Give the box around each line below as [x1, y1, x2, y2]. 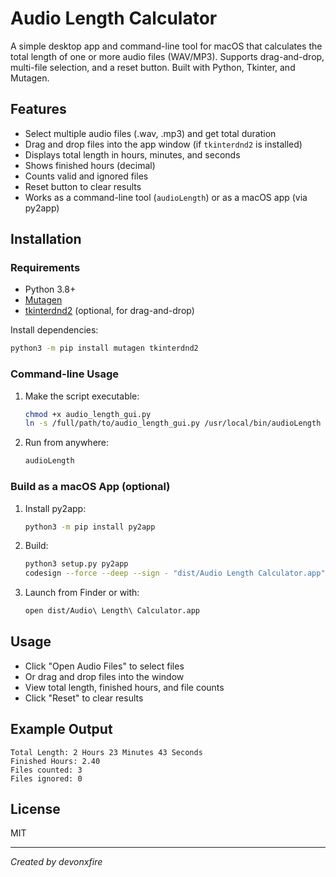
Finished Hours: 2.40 [10, 756, 101, 766]
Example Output [10, 721, 113, 738]
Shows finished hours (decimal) [24, 159, 156, 171]
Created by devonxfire [10, 856, 103, 868]
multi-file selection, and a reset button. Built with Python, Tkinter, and [10, 61, 296, 73]
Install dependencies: [10, 324, 99, 336]
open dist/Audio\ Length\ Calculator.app [24, 606, 200, 616]
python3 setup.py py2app [24, 559, 129, 569]
